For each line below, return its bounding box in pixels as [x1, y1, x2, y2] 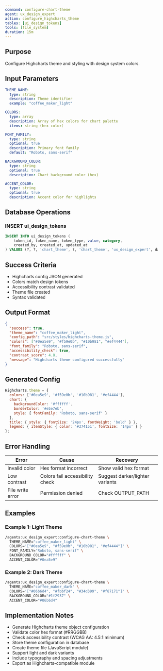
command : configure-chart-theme [5, 7, 70, 12]
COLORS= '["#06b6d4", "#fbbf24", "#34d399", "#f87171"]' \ [9, 588, 130, 594]
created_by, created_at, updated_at [14, 243, 88, 248]
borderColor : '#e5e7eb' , [14, 406, 64, 411]
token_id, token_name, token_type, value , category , [14, 238, 123, 243]
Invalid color [7, 465, 35, 471]
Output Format [5, 308, 50, 317]
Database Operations [5, 208, 71, 217]
